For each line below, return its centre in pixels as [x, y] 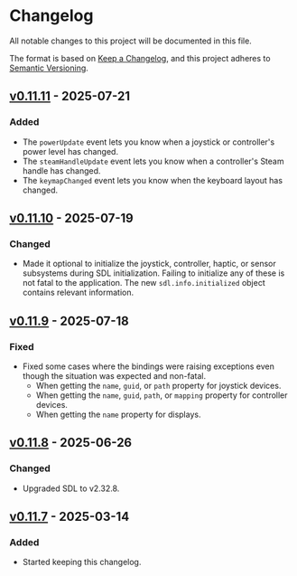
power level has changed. [70, 151]
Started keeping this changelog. [82, 562]
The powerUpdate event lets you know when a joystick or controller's [148, 142]
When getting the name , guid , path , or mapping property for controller [162, 395]
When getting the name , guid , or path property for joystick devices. [158, 386]
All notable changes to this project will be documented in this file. [131, 41]
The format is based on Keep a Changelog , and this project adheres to [140, 58]
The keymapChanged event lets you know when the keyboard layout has [152, 180]
